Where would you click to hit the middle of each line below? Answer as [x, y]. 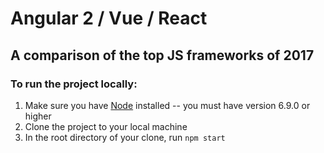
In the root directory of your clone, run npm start [125, 137]
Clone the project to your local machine [106, 126]
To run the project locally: [74, 84]
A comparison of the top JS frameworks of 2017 [162, 55]
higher [38, 116]
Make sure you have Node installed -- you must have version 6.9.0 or [167, 105]
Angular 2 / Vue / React [109, 18]
